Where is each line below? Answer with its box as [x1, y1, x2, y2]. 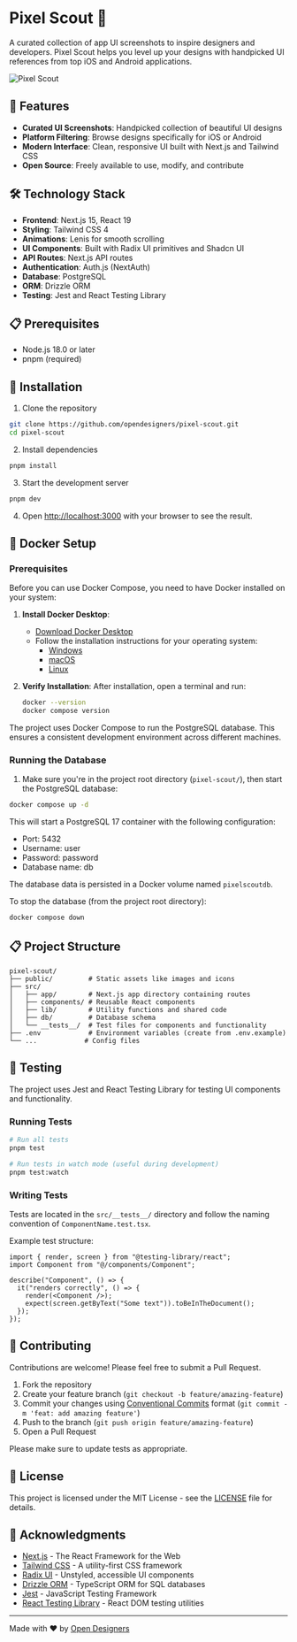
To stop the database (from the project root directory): [9, 896, 207, 907]
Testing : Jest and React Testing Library [21, 289, 166, 300]
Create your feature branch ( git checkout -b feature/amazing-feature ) [21, 1388, 284, 1399]
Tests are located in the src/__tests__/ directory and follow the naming [9, 1208, 270, 1219]
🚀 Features [9, 99, 70, 114]
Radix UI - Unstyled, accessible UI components [21, 1569, 194, 1580]
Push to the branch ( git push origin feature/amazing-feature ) [21, 1416, 254, 1427]
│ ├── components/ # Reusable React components [9, 997, 196, 1007]
